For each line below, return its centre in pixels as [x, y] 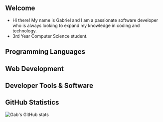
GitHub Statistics [32, 102]
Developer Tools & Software [49, 85]
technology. [25, 31]
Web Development [34, 68]
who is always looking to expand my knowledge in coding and [76, 25]
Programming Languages [45, 52]
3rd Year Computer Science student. [50, 36]
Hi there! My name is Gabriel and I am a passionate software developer [85, 20]
